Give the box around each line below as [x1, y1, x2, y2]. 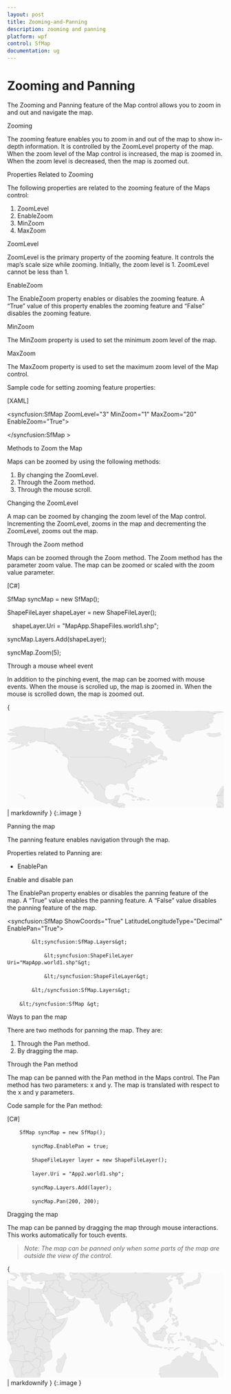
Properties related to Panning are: [7, 849, 103, 857]
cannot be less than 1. [7, 268, 69, 276]
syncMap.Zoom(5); [7, 648, 62, 657]
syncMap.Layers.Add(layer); [32, 1184, 112, 1191]
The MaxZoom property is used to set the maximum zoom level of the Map [7, 362, 219, 370]
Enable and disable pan [7, 876, 74, 884]
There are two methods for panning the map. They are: [7, 1026, 163, 1034]
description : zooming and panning [7, 26, 107, 32]
